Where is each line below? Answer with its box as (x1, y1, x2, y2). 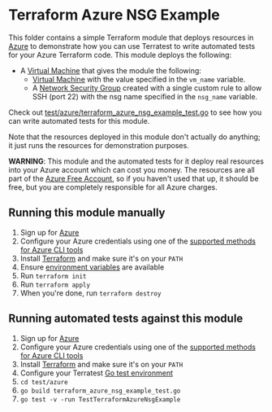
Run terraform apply (19, 279, 91, 289)
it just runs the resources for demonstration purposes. (8, 140, 189, 150)
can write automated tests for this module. (8, 116, 150, 125)
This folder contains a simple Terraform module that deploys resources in (8, 33, 254, 42)
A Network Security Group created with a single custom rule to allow (32, 83, 262, 93)
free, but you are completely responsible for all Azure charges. (8, 182, 218, 192)
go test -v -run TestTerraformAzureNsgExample (19, 395, 181, 404)
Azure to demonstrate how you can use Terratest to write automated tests (8, 41, 256, 50)
